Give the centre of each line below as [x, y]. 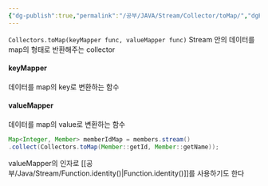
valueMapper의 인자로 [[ [47, 163]
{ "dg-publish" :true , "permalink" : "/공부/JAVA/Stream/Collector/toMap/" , [128, 16]
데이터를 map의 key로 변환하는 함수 [64, 87]
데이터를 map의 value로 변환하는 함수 [67, 125]
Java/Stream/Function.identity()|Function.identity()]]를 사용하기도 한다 [131, 173]
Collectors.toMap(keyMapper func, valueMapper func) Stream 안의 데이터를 [132, 39]
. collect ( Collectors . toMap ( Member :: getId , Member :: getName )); [114, 147]
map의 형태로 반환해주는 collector [62, 49]
